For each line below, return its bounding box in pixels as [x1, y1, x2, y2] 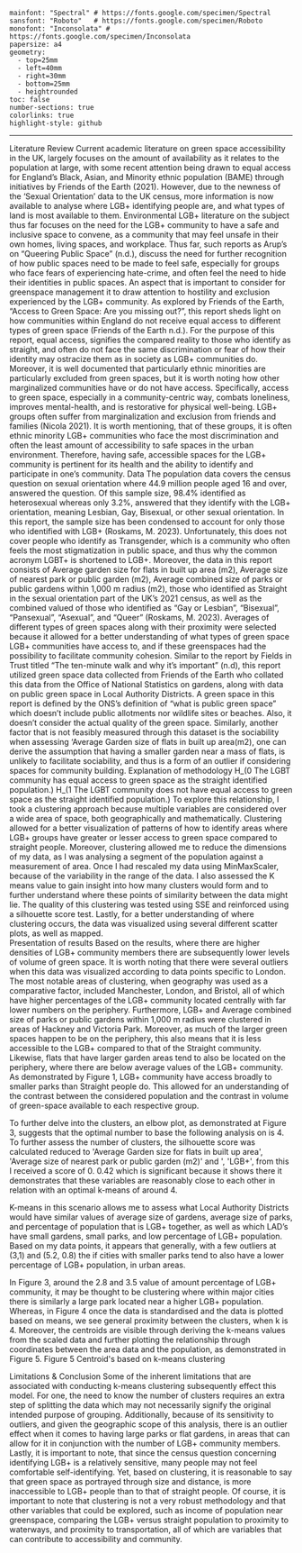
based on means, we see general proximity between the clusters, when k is [9, 1315, 289, 1326]
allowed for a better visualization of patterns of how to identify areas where [9, 822, 288, 833]
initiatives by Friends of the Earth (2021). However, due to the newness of [9, 181, 281, 192]
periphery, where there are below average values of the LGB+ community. [9, 1062, 283, 1072]
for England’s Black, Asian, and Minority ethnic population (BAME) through [9, 172, 285, 182]
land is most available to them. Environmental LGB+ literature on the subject [9, 210, 290, 221]
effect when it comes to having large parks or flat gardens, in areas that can [9, 1429, 290, 1439]
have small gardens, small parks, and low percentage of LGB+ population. [9, 1231, 283, 1241]
